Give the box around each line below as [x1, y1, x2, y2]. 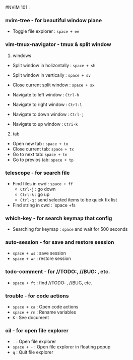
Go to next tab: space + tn [12, 151, 68, 157]
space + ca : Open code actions [12, 304, 79, 310]
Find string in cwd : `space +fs [12, 202, 76, 208]
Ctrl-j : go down [20, 186, 56, 192]
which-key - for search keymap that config [5, 215, 112, 222]
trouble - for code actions [5, 292, 69, 299]
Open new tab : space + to [12, 140, 69, 146]
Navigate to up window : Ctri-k [12, 121, 78, 127]
